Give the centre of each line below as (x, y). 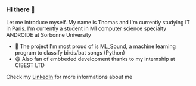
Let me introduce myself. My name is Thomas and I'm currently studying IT (98, 23)
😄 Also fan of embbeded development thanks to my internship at (95, 59)
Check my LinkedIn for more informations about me (69, 77)
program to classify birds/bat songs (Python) (70, 53)
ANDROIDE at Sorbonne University (49, 35)
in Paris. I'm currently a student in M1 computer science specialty (86, 28)
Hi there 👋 (21, 9)
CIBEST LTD (29, 65)
